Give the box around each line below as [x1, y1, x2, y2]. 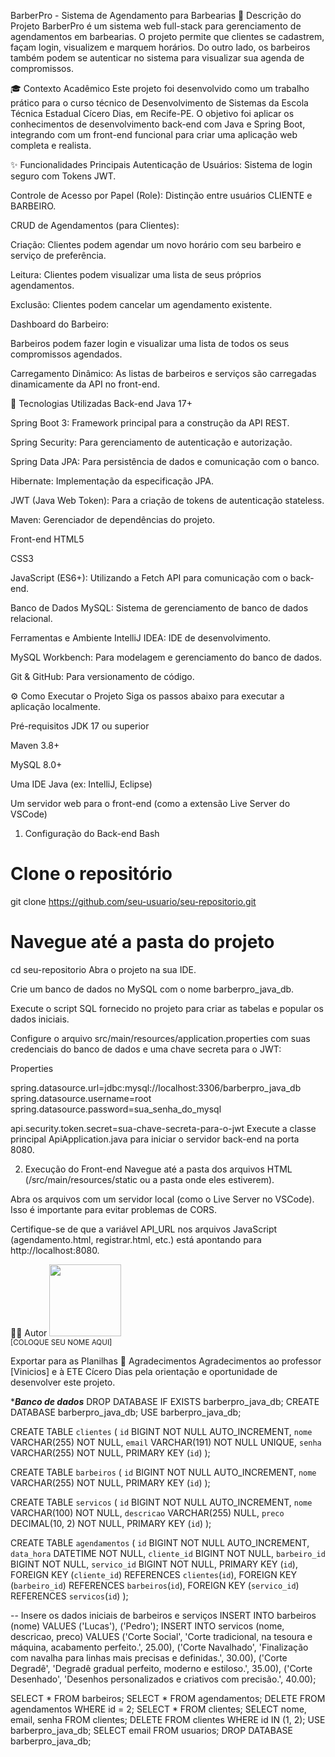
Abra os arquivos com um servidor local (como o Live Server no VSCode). [10, 1193, 315, 1205]
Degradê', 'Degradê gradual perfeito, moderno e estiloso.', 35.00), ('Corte [10, 1662, 313, 1674]
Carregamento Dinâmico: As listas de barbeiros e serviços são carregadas [10, 368, 317, 379]
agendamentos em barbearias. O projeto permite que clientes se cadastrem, [10, 31, 325, 42]
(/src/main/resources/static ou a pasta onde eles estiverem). [24, 1173, 275, 1185]
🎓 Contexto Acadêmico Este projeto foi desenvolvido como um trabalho [10, 83, 310, 94]
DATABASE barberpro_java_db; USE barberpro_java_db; [10, 1406, 242, 1418]
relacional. [10, 613, 53, 624]
